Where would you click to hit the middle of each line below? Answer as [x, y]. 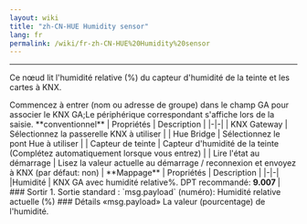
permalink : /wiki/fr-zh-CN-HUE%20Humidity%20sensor [110, 43]
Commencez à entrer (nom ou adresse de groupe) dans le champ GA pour [149, 105]
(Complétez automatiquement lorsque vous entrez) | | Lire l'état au [135, 153]
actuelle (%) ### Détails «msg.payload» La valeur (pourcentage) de [138, 202]
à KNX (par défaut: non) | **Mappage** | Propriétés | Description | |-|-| [144, 173]
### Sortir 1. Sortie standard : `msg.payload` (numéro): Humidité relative [145, 192]
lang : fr [26, 35]
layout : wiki [34, 18]
